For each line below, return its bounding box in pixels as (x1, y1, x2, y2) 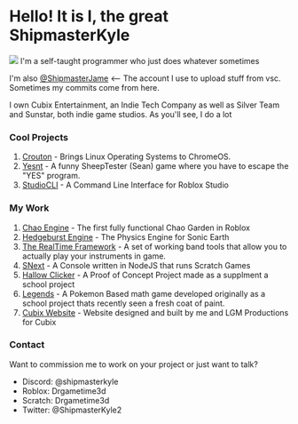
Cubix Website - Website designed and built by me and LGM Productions (21, 307, 289, 317)
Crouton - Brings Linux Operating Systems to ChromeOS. (21, 151, 231, 162)
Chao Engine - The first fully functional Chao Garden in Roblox (21, 222, 251, 233)
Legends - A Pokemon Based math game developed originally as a (21, 288, 266, 299)
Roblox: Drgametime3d (21, 385, 106, 396)
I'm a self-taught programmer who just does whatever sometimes (20, 55, 260, 66)
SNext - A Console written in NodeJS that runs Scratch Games (21, 260, 251, 270)
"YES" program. (21, 171, 81, 181)
